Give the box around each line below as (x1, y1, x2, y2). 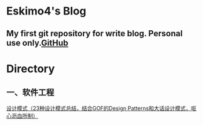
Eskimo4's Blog (6, 4, 87, 18)
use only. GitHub (6, 37, 68, 48)
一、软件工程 (6, 88, 55, 98)
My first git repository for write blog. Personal (6, 28, 183, 39)
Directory (6, 62, 55, 75)
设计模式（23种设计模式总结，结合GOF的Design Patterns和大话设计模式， (6, 104, 191, 112)
